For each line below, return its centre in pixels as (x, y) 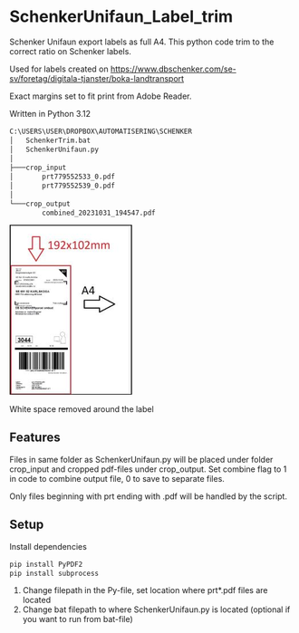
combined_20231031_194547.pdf (99, 213)
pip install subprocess (54, 573)
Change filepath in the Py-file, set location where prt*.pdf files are (145, 590)
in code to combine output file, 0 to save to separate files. (117, 478)
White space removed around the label (82, 408)
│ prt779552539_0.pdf (63, 186)
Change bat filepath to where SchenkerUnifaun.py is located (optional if (156, 609)
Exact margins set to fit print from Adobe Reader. (101, 96)
